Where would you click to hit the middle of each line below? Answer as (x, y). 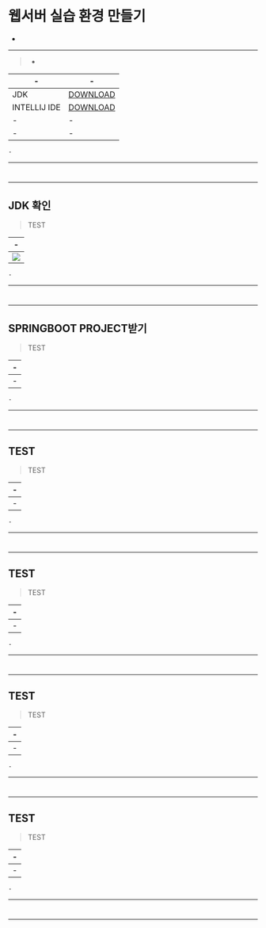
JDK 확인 (30, 206)
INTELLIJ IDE (36, 107)
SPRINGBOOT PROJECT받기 (78, 328)
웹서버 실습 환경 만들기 (77, 16)
